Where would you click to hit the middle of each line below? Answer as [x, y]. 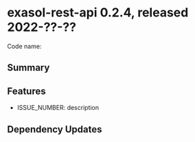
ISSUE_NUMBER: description [58, 108]
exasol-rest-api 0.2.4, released [98, 13]
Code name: [24, 46]
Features [26, 91]
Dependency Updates [55, 129]
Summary [28, 68]
